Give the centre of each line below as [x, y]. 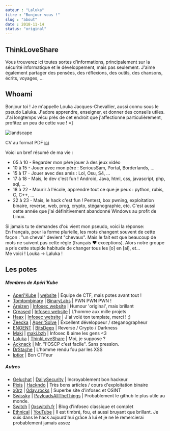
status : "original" [26, 29]
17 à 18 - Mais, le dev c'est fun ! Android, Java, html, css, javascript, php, [89, 179]
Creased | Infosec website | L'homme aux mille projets [69, 312]
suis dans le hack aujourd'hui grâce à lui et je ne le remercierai [78, 417]
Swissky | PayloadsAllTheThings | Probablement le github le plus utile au [89, 396]
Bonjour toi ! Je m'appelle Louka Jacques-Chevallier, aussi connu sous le [82, 106]
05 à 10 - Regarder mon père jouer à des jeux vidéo [66, 162]
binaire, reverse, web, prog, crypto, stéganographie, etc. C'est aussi [84, 206]
